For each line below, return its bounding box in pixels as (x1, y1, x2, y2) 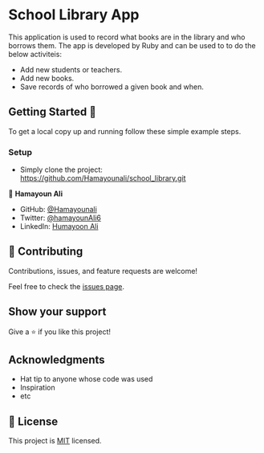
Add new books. (19, 73, 75, 83)
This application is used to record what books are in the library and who (8, 32, 246, 42)
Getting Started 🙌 (8, 105, 97, 119)
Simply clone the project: (19, 165, 103, 174)
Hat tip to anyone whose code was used (19, 374, 153, 384)
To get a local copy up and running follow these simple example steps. (8, 126, 242, 136)
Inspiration (19, 383, 55, 393)
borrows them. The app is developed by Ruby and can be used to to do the (8, 40, 256, 50)
